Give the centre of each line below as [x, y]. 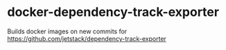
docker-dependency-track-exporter [113, 12]
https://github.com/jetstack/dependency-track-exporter [87, 38]
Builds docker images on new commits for [67, 31]
